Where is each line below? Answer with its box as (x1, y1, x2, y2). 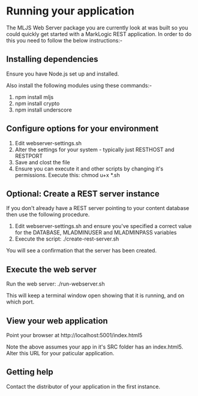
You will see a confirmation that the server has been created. (6, 247, 157, 254)
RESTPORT (14, 152, 43, 160)
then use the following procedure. (6, 211, 90, 218)
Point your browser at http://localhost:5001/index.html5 (6, 332, 143, 338)
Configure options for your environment (6, 124, 159, 134)
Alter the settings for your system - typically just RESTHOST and (14, 146, 175, 153)
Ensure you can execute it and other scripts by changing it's (14, 165, 164, 172)
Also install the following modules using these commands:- (6, 82, 152, 89)
